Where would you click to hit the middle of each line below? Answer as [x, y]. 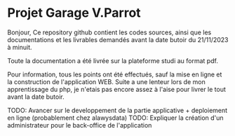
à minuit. [20, 47]
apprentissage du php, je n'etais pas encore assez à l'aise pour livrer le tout [117, 89]
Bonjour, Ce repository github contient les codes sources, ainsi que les [109, 32]
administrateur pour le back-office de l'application [80, 125]
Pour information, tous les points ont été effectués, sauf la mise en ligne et [115, 74]
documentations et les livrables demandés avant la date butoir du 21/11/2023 [118, 39]
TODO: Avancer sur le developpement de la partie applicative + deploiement [117, 110]
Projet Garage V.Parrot [74, 13]
